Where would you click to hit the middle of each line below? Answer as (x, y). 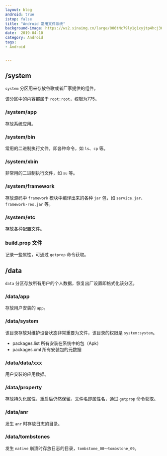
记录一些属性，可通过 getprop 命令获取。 (47, 255)
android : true (20, 14)
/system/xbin (22, 161)
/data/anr (17, 412)
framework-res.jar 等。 (29, 204)
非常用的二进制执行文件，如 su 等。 (42, 173)
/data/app (17, 296)
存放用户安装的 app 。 (27, 308)
